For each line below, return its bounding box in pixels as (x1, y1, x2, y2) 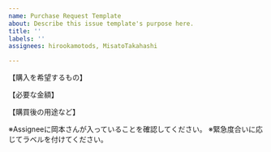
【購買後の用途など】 (8, 107, 80, 117)
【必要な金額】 (8, 90, 58, 100)
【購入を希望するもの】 (8, 72, 87, 82)
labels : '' (8, 34, 45, 43)
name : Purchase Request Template (8, 11, 122, 20)
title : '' (8, 27, 42, 35)
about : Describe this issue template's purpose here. (8, 20, 195, 28)
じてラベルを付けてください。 (8, 135, 108, 145)
